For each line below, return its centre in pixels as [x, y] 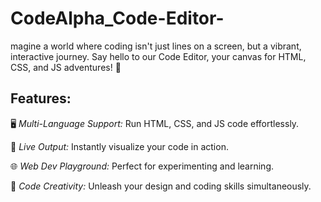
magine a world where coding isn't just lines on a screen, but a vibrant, [156, 46]
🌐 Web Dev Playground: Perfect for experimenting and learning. [142, 166]
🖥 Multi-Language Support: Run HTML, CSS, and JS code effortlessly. [155, 123]
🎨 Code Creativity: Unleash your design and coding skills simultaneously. [161, 186]
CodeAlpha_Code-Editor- [117, 18]
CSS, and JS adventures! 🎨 [66, 67]
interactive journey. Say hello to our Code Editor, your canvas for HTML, [158, 56]
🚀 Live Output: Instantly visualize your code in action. [119, 146]
